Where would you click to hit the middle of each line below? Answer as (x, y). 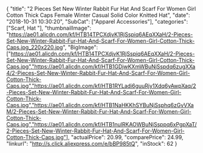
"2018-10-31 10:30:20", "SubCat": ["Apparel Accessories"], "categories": (97, 21)
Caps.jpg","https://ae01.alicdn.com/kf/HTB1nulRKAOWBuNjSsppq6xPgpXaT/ (102, 124)
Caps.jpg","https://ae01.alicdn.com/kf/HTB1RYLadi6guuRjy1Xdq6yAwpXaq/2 (101, 86)
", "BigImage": (81, 47)
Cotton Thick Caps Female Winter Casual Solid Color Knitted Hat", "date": (98, 15)
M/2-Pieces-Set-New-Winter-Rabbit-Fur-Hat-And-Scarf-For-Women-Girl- (99, 112)
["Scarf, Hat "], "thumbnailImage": (49, 28)
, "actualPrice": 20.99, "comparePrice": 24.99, (126, 137)
